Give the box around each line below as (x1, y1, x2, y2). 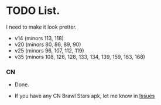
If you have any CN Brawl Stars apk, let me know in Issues (14, 92, 155, 100)
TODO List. (6, 4, 60, 17)
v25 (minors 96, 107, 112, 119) (14, 47, 84, 54)
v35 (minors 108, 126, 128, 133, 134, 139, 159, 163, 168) (14, 53, 145, 60)
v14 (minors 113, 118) (14, 34, 64, 41)
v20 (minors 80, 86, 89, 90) (14, 41, 81, 48)
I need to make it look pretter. (6, 23, 77, 30)
